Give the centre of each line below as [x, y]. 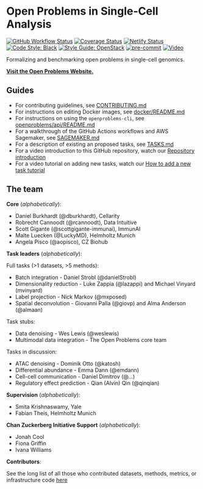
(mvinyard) [29, 290]
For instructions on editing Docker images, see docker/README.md [100, 112]
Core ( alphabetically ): [34, 204]
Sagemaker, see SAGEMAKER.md [57, 137]
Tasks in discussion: [32, 352]
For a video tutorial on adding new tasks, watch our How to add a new [103, 164]
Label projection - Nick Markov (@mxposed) [71, 297]
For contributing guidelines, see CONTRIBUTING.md [81, 105]
